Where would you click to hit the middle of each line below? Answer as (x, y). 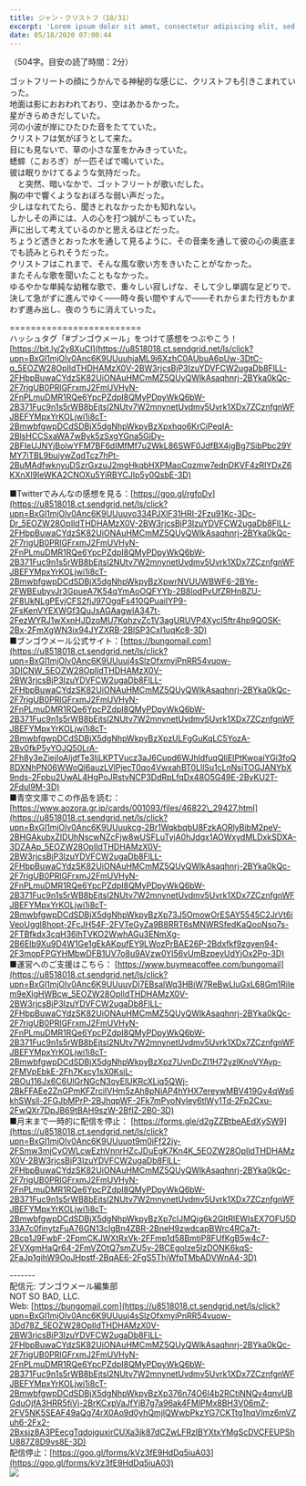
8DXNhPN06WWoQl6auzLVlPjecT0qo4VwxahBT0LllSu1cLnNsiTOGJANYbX (151, 768)
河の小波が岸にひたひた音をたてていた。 (85, 127)
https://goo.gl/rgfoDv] (174, 494)
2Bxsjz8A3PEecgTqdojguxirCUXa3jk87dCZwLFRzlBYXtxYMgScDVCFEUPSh (152, 1432)
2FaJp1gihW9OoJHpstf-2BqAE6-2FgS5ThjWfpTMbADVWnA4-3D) (133, 1258)
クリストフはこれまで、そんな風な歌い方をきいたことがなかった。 (133, 264)
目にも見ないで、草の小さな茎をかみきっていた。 (101, 150)
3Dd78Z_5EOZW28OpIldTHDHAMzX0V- (85, 1325)
